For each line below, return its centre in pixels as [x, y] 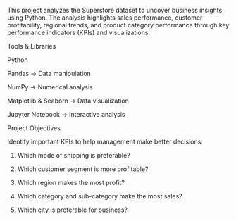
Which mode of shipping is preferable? [74, 155]
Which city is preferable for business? [73, 210]
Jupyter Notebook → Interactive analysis [66, 114]
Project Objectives [34, 128]
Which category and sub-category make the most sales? [100, 196]
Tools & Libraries [32, 46]
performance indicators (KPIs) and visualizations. [79, 32]
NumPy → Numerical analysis [50, 87]
